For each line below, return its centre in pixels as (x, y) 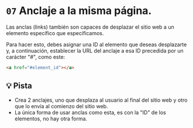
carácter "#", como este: (36, 57)
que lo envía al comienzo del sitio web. (61, 106)
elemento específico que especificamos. (55, 33)
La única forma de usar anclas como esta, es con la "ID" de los (90, 112)
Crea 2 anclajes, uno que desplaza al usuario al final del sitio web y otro (101, 100)
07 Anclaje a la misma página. (79, 11)
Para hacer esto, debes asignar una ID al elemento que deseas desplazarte (96, 44)
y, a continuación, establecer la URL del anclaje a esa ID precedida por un (95, 50)
